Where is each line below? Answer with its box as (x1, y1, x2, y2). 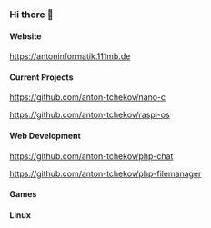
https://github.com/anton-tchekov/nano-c (9, 92, 166, 103)
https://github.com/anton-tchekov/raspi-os (9, 109, 170, 121)
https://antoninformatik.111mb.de (9, 51, 131, 62)
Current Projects (9, 72, 74, 83)
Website (9, 31, 42, 42)
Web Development (9, 130, 82, 141)
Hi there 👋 (9, 8, 55, 21)
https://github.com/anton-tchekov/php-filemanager (9, 168, 202, 179)
